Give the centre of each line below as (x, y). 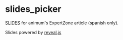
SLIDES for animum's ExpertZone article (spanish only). (62, 23)
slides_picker (33, 9)
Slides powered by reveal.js (33, 32)
